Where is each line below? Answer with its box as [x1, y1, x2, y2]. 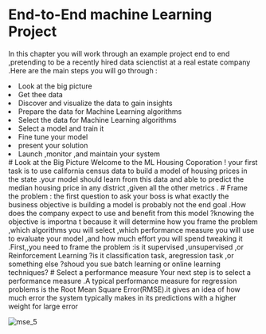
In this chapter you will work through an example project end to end [8, 49, 230, 58]
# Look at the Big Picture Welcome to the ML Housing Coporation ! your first [8, 157, 258, 167]
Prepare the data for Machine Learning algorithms [18, 106, 182, 116]
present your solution [18, 140, 88, 150]
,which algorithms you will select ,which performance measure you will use [8, 225, 255, 234]
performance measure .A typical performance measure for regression [8, 276, 237, 285]
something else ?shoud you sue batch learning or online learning [8, 259, 221, 269]
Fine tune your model [18, 132, 88, 141]
